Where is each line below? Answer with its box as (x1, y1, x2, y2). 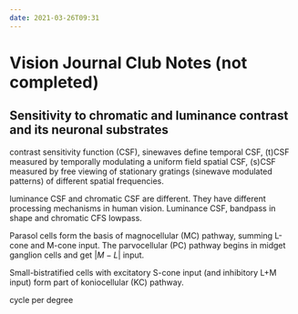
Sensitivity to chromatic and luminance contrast (9, 108, 289, 124)
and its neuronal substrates (9, 122, 169, 137)
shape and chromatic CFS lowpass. (9, 212, 143, 223)
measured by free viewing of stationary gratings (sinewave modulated (9, 166, 273, 177)
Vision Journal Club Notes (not (9, 52, 248, 73)
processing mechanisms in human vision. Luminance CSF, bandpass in (9, 202, 276, 214)
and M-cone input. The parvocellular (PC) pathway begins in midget (30, 239, 286, 250)
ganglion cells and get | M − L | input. (9, 249, 145, 260)
